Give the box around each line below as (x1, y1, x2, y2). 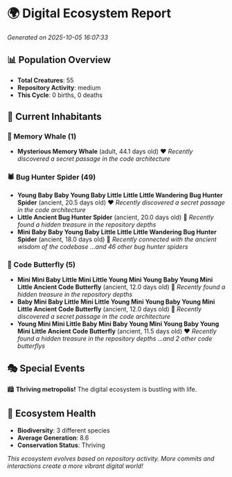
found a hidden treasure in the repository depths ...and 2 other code (17, 334, 213, 343)
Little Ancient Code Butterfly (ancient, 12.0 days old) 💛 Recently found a (17, 283, 226, 291)
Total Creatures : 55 (17, 76, 74, 84)
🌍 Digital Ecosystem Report (7, 6, 172, 21)
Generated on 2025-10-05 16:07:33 (7, 33, 109, 42)
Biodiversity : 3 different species (17, 426, 110, 434)
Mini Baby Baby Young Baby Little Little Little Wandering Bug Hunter (17, 227, 217, 236)
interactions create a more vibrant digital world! (7, 462, 143, 470)
